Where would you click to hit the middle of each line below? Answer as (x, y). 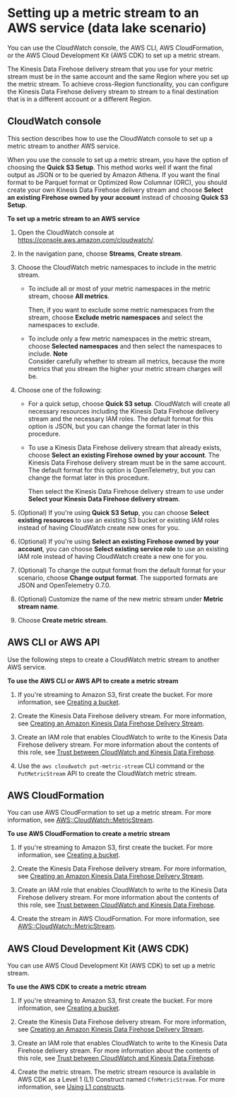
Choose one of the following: (60, 390)
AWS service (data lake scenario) (107, 28)
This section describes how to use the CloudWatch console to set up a (110, 138)
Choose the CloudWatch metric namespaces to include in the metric (117, 267)
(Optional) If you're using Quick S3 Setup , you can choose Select (113, 512)
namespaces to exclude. (64, 324)
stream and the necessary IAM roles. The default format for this (121, 419)
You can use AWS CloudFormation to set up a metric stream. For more (110, 813)
